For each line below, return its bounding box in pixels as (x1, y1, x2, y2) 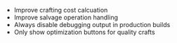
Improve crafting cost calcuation (13, 6, 108, 14)
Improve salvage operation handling (13, 13, 118, 21)
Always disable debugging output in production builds (13, 21, 171, 28)
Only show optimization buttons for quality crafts (13, 28, 156, 36)
